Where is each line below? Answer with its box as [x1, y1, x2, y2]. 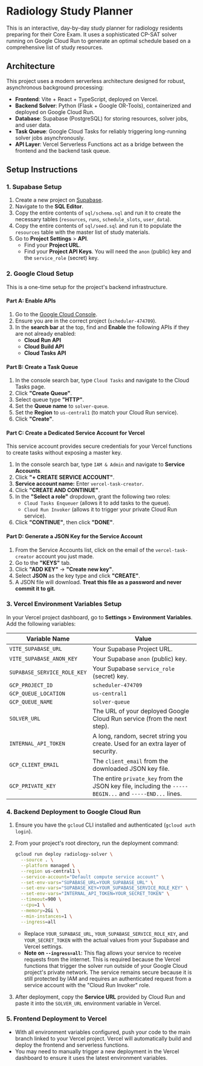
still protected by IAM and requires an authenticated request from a [24, 974, 192, 982]
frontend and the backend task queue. [14, 147, 111, 154]
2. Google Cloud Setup [6, 270, 74, 278]
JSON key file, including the [92, 782, 171, 790]
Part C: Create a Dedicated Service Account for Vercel [6, 429, 145, 436]
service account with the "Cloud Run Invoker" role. [24, 981, 150, 988]
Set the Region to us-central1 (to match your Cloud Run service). [14, 409, 179, 416]
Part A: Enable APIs [6, 297, 56, 304]
